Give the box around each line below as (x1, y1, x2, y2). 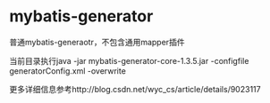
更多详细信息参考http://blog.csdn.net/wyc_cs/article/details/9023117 (9, 83, 261, 94)
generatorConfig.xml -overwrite (9, 65, 127, 76)
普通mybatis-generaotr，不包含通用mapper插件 (9, 36, 185, 47)
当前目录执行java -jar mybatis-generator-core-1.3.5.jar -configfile (9, 55, 249, 66)
